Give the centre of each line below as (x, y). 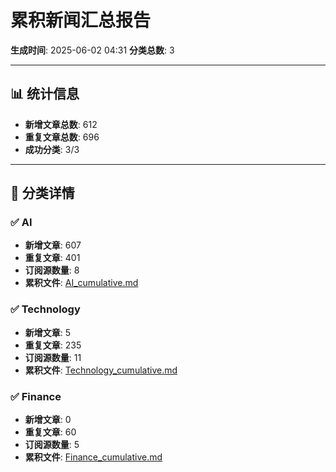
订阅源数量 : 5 (52, 445)
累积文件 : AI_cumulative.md (81, 283)
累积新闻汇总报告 (81, 20)
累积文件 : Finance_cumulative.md (93, 457)
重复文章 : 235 (53, 345)
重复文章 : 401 (52, 258)
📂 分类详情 (42, 193)
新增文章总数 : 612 (61, 124)
